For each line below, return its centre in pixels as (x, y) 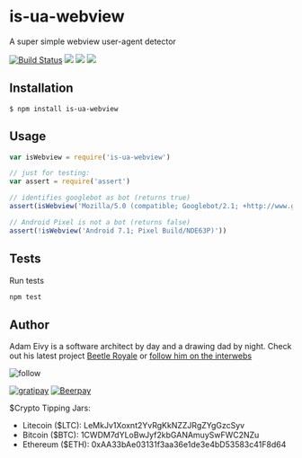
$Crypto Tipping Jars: (50, 408)
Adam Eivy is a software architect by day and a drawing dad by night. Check (151, 347)
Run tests (27, 280)
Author (29, 325)
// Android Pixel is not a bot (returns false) (100, 222)
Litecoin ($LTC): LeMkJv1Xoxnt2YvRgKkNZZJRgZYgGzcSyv (133, 426)
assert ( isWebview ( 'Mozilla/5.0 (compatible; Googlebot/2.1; (124, 207)
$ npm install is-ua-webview (64, 109)
